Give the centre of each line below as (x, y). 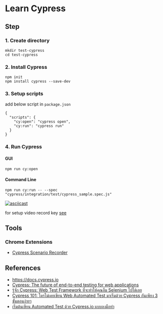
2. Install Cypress (26, 67)
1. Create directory (27, 41)
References (23, 268)
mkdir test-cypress (25, 50)
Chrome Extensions (29, 242)
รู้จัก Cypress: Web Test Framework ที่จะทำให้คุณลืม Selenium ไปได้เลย (77, 290)
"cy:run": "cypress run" (39, 126)
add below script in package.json (38, 104)
